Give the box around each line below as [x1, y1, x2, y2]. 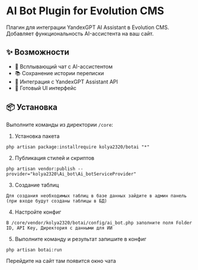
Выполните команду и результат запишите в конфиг [14, 235, 147, 242]
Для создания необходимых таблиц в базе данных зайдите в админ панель [6, 192, 187, 199]
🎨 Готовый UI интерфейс [14, 84, 77, 91]
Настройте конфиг [14, 208, 62, 216]
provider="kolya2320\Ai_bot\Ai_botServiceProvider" [6, 171, 136, 177]
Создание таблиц [14, 181, 59, 188]
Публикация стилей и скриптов [14, 154, 95, 161]
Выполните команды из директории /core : [6, 121, 114, 128]
